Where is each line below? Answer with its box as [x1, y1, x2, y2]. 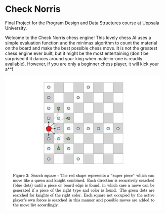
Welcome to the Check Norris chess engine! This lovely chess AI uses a [5, 35, 152, 41]
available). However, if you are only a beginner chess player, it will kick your [5, 61, 159, 67]
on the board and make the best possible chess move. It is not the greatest [5, 45, 158, 51]
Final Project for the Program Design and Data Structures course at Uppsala [5, 20, 160, 26]
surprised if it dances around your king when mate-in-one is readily [5, 55, 143, 61]
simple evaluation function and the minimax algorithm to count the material [5, 40, 157, 45]
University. [5, 25, 27, 31]
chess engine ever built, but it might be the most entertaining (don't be [5, 50, 149, 56]
